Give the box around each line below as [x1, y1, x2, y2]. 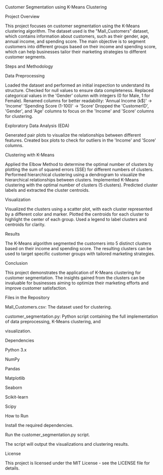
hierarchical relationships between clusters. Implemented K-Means [5, 177, 139, 183]
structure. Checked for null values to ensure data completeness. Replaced [5, 88, 154, 93]
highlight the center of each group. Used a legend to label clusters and [5, 217, 147, 222]
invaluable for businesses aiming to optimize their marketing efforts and [5, 280, 149, 286]
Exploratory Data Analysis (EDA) [5, 123, 70, 128]
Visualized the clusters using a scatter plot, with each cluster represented [5, 206, 152, 212]
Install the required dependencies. [5, 422, 74, 428]
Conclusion [5, 260, 28, 266]
